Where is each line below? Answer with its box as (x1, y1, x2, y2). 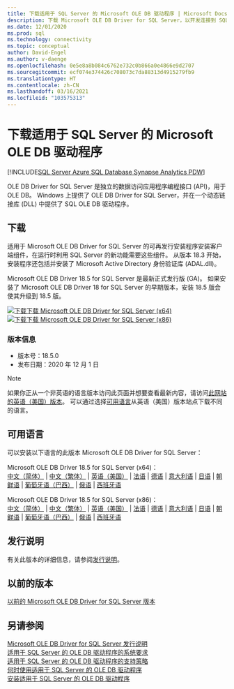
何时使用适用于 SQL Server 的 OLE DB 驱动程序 (7, 666, 143, 674)
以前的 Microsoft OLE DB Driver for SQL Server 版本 (7, 598, 155, 606)
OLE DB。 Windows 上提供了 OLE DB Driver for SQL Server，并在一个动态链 (7, 191, 226, 199)
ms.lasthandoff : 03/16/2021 (7, 88, 89, 95)
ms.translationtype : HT (7, 75, 77, 82)
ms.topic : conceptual (7, 43, 70, 50)
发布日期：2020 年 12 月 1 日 (17, 360, 100, 369)
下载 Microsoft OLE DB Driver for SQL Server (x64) (26, 306, 172, 315)
